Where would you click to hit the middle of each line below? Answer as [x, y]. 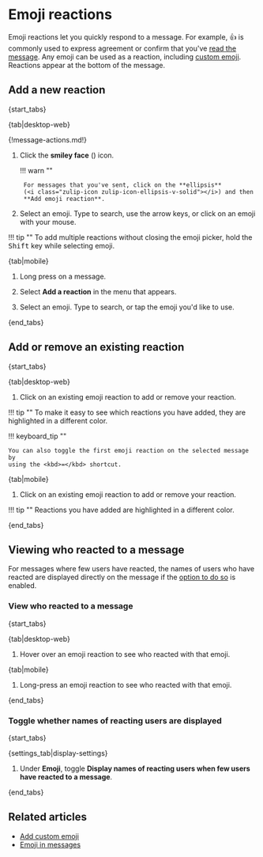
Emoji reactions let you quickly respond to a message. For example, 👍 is [126, 36]
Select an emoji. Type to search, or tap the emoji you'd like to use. [127, 307]
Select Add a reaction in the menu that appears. [98, 291]
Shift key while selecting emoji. [62, 245]
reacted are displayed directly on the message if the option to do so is [122, 577]
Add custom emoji [49, 836]
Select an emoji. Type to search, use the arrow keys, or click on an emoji [137, 213]
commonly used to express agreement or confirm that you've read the [122, 48]
